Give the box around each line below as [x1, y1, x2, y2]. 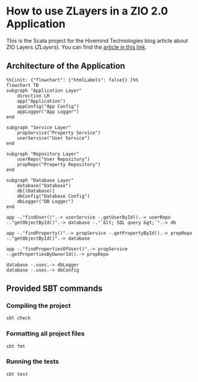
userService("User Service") [17, 135, 90, 141]
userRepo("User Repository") [17, 156, 90, 162]
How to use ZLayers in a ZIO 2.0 [6, 4, 169, 18]
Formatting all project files [6, 329, 85, 338]
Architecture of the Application [6, 61, 125, 71]
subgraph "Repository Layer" [6, 151, 79, 157]
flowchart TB [6, 82, 39, 88]
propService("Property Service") [17, 130, 101, 136]
